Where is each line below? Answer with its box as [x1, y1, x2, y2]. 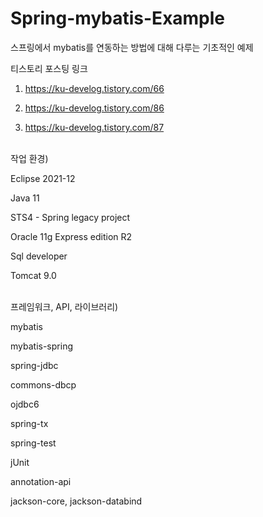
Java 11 [10, 192, 40, 204]
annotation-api [10, 475, 72, 487]
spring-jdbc [10, 359, 59, 371]
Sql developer [10, 250, 68, 262]
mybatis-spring [10, 340, 73, 352]
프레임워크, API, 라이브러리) [10, 300, 119, 312]
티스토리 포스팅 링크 [10, 62, 88, 74]
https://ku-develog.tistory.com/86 [24, 102, 165, 114]
